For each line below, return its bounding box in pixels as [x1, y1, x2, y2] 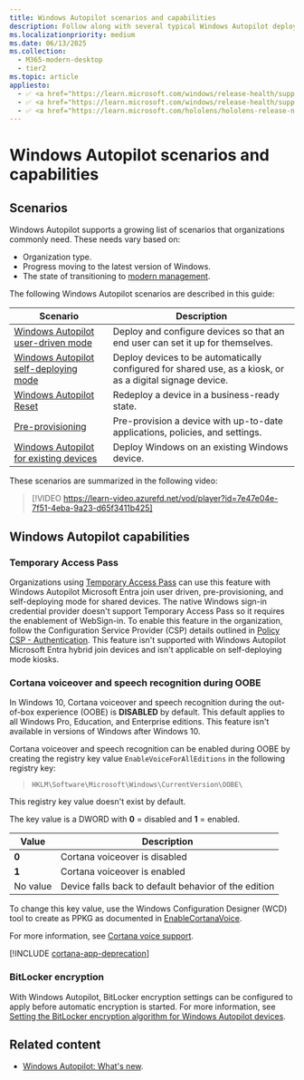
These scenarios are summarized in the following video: [9, 475, 218, 486]
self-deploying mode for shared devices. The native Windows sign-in [9, 596, 268, 607]
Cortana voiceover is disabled [60, 851, 187, 863]
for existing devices [14, 452, 98, 465]
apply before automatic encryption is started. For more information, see [9, 1001, 276, 1012]
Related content [9, 1036, 101, 1052]
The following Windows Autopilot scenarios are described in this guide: [9, 288, 275, 299]
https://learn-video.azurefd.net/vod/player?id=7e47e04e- [62, 493, 279, 504]
